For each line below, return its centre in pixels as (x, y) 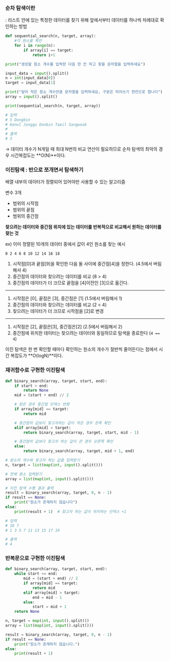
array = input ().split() (31, 97)
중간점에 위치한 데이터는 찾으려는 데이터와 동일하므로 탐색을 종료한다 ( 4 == (86, 333)
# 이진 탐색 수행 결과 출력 (30, 488)
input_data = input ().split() (37, 73)
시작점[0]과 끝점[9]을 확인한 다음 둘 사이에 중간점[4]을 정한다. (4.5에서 (82, 264)
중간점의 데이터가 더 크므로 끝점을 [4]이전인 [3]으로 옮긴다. (71, 283)
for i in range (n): (35, 46)
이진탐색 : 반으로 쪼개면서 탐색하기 (44, 170)
